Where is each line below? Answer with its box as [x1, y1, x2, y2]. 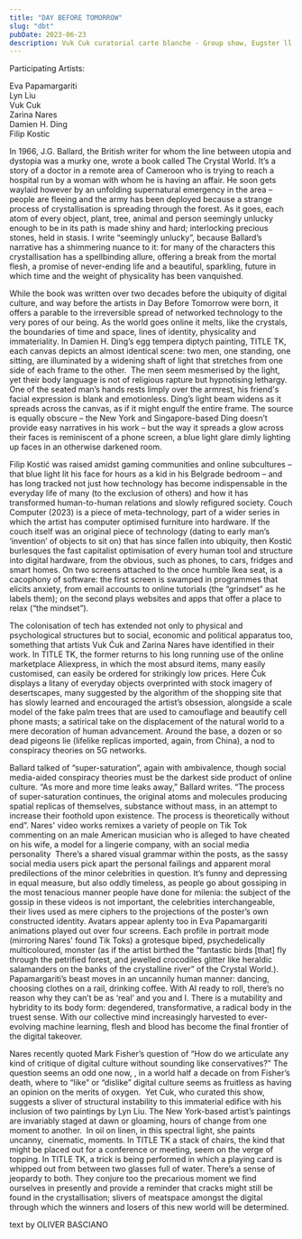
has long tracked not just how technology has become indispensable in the [9, 478, 288, 489]
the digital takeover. [9, 1031, 83, 1042]
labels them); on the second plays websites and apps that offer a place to [9, 593, 282, 605]
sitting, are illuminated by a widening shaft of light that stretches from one [9, 356, 284, 366]
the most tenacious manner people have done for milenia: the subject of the [9, 887, 291, 898]
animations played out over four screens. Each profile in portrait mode [9, 926, 270, 937]
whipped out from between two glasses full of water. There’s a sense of [9, 1163, 276, 1174]
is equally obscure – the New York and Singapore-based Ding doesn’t [9, 412, 268, 424]
